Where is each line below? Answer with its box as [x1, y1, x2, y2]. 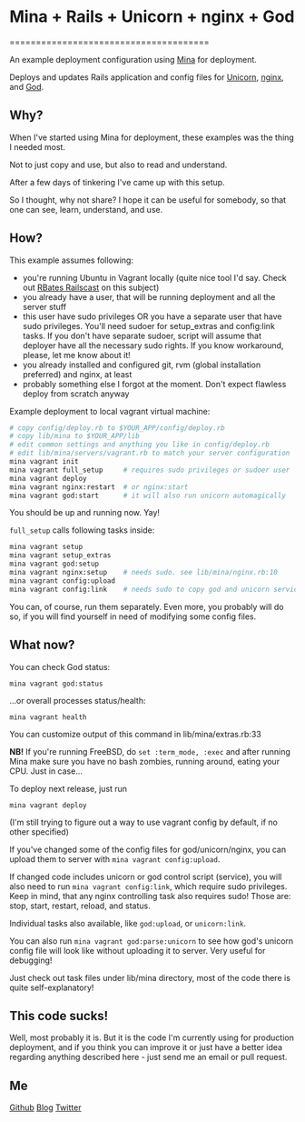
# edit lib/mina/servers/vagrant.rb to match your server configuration [9, 448, 290, 458]
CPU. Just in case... [9, 766, 84, 776]
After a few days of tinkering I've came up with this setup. [9, 176, 225, 187]
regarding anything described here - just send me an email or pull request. [9, 1052, 288, 1063]
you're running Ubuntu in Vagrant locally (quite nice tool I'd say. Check [22, 272, 288, 283]
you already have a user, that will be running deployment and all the [22, 291, 276, 302]
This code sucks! [9, 1007, 109, 1024]
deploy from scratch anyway [22, 388, 130, 399]
